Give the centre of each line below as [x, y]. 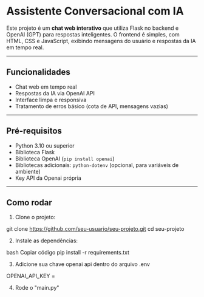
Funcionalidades [39, 72]
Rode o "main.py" [37, 288]
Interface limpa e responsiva [51, 100]
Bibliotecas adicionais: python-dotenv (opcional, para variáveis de [97, 165]
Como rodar [29, 203]
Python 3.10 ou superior [45, 145]
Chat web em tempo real [46, 87]
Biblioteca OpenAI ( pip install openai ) [65, 159]
